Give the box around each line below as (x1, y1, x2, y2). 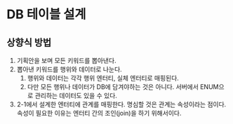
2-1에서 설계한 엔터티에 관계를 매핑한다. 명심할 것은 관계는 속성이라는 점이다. (16, 100, 227, 109)
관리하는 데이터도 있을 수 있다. (34, 92, 117, 99)
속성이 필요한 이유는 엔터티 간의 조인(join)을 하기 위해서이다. (16, 109, 182, 117)
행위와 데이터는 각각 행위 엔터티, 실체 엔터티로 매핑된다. (27, 74, 180, 82)
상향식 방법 (6, 36, 52, 48)
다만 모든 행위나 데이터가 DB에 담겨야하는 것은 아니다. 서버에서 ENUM (27, 83, 219, 91)
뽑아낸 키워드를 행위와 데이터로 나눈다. (16, 65, 122, 74)
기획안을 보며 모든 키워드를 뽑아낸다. (16, 57, 116, 64)
